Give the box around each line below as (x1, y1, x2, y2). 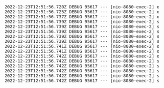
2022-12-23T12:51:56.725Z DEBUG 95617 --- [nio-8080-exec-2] (4, 9, 155, 14)
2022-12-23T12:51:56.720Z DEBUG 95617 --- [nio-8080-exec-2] (4, 4, 155, 9)
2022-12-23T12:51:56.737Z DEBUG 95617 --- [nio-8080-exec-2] (4, 14, 155, 19)
